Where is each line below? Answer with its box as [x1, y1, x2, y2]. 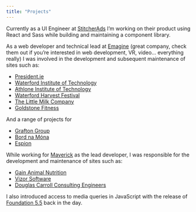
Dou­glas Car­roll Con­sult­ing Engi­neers [14, 181, 106, 188]
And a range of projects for [6, 116, 72, 123]
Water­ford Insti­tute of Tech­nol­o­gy [14, 79, 97, 86]
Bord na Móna [14, 133, 50, 141]
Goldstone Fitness [14, 104, 59, 111]
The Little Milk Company [14, 98, 74, 105]
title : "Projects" [6, 8, 51, 15]
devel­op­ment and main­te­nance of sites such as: [6, 157, 123, 164]
